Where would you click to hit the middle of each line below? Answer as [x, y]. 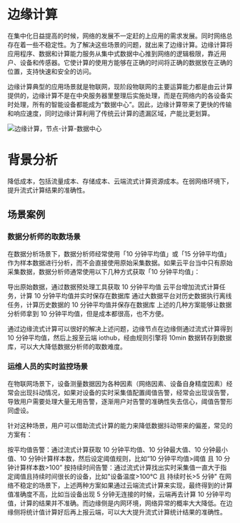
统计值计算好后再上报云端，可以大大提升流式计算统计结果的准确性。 [126, 512]
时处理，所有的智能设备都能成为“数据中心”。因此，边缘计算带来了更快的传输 [120, 104]
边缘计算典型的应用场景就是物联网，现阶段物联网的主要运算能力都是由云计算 [120, 86]
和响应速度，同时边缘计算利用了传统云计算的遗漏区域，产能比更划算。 [111, 113]
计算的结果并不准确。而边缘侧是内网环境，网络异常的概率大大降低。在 [123, 503]
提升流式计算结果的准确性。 [48, 190]
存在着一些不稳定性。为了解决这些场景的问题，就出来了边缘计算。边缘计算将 [120, 44]
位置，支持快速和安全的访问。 [51, 71]
